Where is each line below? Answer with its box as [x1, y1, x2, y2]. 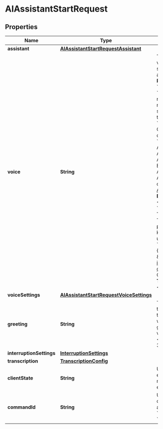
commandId [7, 404, 36, 411]
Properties [5, 23, 38, 31]
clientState [7, 375, 33, 381]
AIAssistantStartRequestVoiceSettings [60, 292, 152, 298]
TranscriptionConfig [60, 358, 108, 364]
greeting [7, 321, 28, 327]
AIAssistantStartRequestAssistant [60, 45, 142, 52]
